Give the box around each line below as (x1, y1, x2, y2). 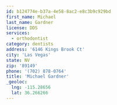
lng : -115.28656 (11, 85, 51, 90)
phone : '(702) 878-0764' (6, 68, 67, 74)
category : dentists (6, 41, 54, 47)
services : (6, 30, 30, 36)
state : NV (6, 57, 30, 63)
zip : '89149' (6, 62, 38, 69)
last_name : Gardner (6, 19, 54, 25)
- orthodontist (11, 36, 49, 41)
